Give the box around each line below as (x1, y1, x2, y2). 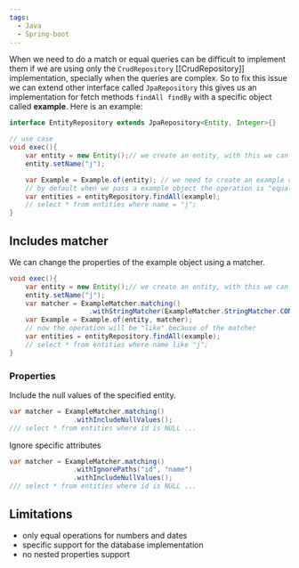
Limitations (9, 507, 73, 522)
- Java (17, 21, 42, 30)
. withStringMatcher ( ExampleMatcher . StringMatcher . (88, 307, 280, 316)
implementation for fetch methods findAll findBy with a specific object (9, 92, 272, 102)
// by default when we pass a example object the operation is (25, 183, 265, 192)
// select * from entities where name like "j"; (25, 340, 209, 349)
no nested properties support (21, 548, 131, 559)
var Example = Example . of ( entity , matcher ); (25, 315, 193, 325)
